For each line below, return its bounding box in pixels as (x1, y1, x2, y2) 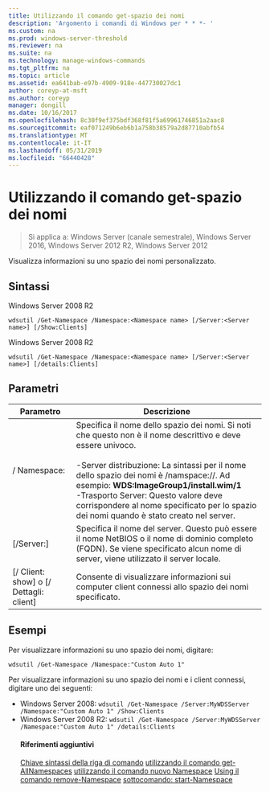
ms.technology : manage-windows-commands (8, 57, 146, 65)
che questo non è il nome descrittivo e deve (76, 429, 241, 441)
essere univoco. (76, 439, 137, 450)
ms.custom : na (8, 27, 56, 35)
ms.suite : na (8, 49, 52, 57)
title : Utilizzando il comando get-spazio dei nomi (8, 11, 185, 20)
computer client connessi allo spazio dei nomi (76, 581, 249, 592)
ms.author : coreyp (8, 94, 70, 102)
